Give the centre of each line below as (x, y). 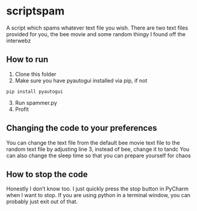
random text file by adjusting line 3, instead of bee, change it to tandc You (98, 149)
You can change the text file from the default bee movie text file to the (93, 142)
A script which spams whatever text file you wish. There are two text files (97, 28)
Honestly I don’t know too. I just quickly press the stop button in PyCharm (97, 189)
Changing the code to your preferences (82, 128)
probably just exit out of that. (42, 202)
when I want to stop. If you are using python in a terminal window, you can (98, 195)
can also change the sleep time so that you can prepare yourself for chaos (98, 156)
